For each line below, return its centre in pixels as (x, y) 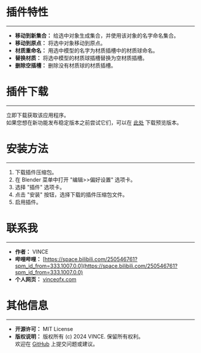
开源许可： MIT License (44, 329)
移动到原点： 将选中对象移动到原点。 (60, 43)
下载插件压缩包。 (36, 172)
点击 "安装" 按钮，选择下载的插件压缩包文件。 (71, 194)
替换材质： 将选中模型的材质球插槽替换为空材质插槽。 (81, 58)
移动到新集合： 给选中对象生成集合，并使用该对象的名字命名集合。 (97, 35)
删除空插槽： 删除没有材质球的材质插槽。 (66, 65)
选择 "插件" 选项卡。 (40, 187)
